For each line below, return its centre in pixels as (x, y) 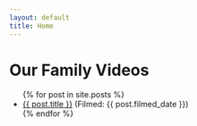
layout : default (39, 17)
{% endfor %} (48, 113)
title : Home (31, 26)
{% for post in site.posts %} (73, 95)
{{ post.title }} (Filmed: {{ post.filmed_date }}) (105, 105)
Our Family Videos (79, 70)
